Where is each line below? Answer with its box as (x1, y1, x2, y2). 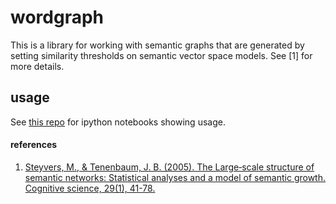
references (10, 139, 58, 151)
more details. (10, 60, 65, 72)
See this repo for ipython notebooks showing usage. (10, 116, 226, 128)
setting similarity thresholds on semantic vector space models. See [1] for (10, 49, 313, 61)
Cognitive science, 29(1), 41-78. (24, 182, 156, 194)
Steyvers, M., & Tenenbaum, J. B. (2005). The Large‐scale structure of (24, 161, 315, 173)
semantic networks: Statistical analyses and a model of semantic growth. (24, 171, 326, 183)
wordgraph (10, 6, 105, 29)
